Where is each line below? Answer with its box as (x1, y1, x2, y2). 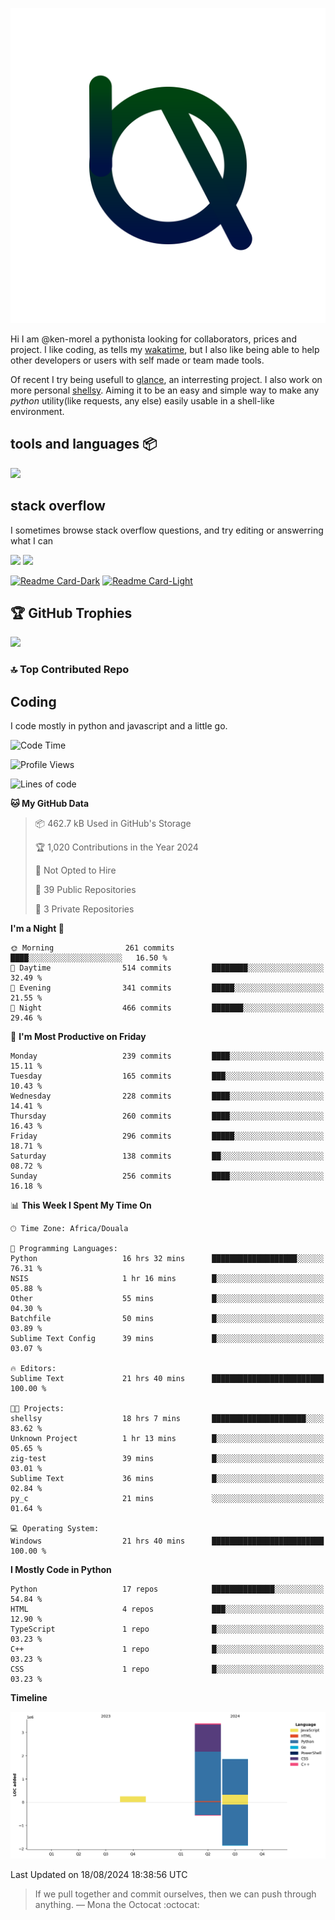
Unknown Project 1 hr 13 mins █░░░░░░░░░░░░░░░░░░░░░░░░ (10, 1434, 325, 1444)
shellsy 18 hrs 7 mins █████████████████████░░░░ (10, 1414, 325, 1424)
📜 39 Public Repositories (34, 884, 137, 896)
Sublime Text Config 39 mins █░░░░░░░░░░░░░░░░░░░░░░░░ (10, 1334, 325, 1344)
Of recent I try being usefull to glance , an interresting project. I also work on (10, 374, 323, 385)
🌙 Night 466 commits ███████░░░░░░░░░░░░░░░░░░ (10, 1003, 325, 1013)
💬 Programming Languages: (10, 1244, 118, 1254)
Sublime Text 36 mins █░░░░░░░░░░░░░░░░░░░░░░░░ (10, 1474, 325, 1484)
